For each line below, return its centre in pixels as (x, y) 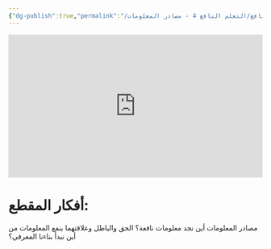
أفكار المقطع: (49, 205)
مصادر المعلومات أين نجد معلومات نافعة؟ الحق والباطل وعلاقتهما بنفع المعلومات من (133, 228)
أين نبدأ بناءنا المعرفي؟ (42, 237)
